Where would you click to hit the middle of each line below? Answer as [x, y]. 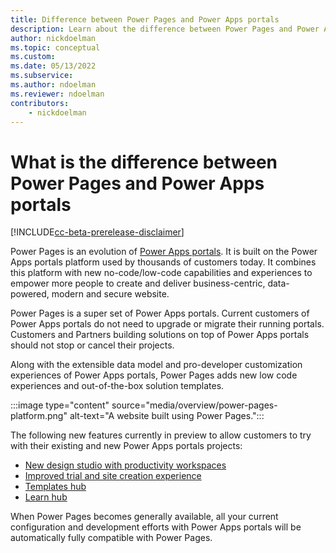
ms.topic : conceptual [55, 47]
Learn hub [46, 497]
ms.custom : [33, 57]
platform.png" [39, 416]
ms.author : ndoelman [53, 85]
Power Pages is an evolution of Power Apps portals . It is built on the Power [164, 252]
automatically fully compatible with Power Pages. [111, 538]
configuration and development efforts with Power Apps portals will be [156, 527]
